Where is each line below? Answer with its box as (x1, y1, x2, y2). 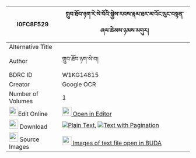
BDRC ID (9, 71, 33, 79)
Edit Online (18, 110, 48, 118)
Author (9, 57, 28, 65)
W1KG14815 (62, 71, 99, 79)
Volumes (9, 97, 33, 105)
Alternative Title (9, 43, 52, 51)
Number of (9, 90, 39, 98)
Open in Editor (72, 110, 112, 118)
